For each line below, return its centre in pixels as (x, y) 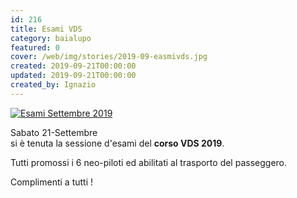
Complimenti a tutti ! (52, 182)
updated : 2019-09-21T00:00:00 (73, 76)
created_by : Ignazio (53, 85)
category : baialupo (51, 38)
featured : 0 (35, 47)
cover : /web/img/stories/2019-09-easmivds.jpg (109, 57)
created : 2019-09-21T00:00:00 (73, 66)
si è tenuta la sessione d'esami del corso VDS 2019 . (117, 143)
